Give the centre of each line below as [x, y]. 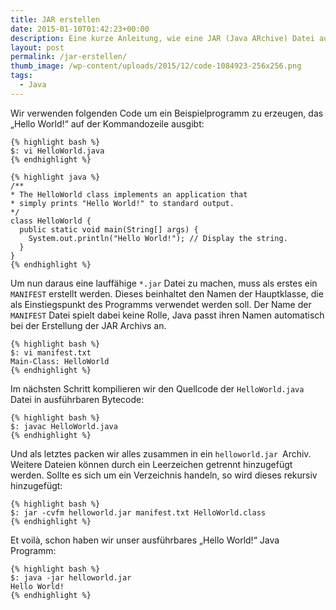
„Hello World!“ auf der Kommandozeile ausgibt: [107, 123]
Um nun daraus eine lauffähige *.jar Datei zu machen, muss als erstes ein [164, 283]
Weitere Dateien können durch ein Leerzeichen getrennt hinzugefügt [151, 464]
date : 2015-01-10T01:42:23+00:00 [80, 29]
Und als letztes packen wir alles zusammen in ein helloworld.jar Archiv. [161, 453]
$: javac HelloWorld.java [64, 426]
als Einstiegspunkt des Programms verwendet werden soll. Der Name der [161, 304]
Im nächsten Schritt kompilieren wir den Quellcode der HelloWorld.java [157, 388]
